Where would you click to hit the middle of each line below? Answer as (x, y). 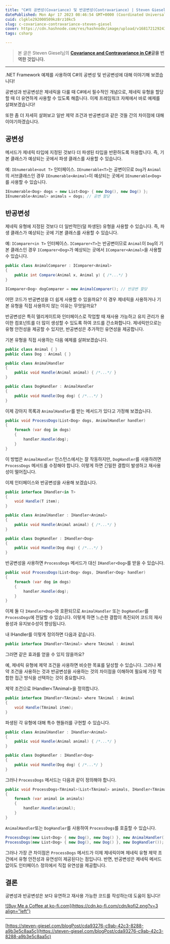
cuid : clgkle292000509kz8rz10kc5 (40, 19)
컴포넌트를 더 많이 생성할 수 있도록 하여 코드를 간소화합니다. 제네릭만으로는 (88, 322)
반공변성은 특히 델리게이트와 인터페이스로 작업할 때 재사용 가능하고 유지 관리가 (82, 316)
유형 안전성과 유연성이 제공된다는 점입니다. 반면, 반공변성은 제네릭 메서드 (90, 859)
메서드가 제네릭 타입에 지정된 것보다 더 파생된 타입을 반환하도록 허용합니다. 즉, (82, 152)
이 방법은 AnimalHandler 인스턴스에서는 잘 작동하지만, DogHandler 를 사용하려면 (83, 459)
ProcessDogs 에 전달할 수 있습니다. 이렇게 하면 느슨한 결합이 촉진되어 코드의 (79, 618)
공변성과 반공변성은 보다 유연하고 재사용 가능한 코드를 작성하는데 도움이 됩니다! (83, 896)
